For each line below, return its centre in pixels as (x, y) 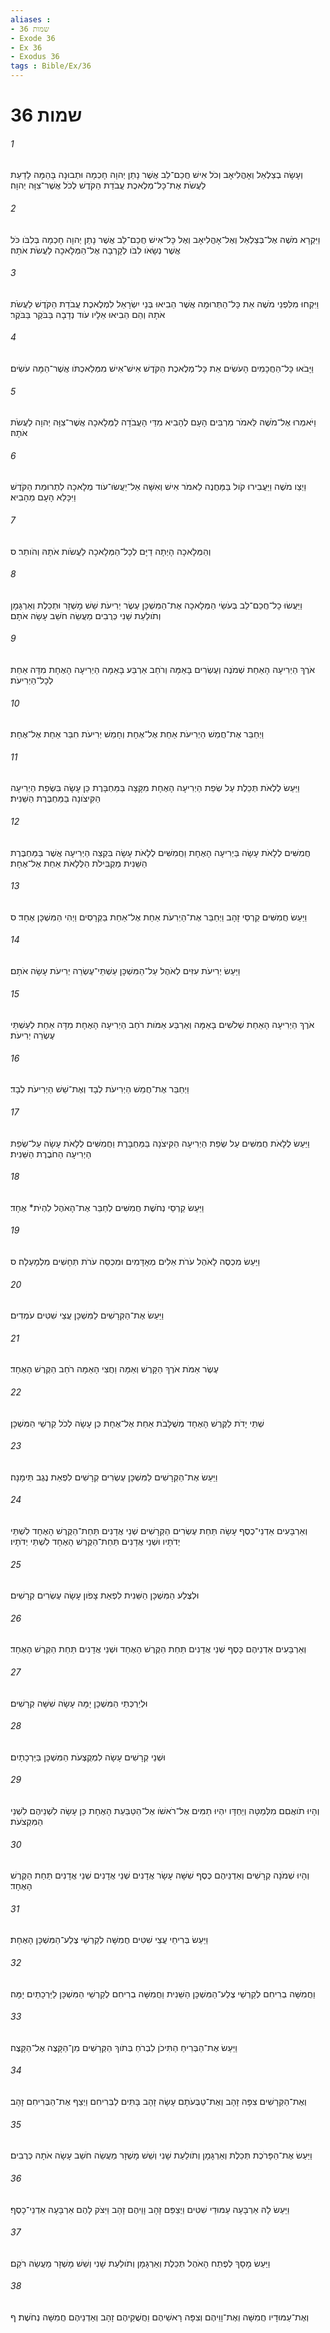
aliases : (31, 19)
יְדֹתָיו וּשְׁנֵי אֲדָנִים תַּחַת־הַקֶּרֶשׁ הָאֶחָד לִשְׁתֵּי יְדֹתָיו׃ (95, 1542)
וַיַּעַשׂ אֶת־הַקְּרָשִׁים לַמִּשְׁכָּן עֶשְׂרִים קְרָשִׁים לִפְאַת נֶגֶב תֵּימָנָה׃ (114, 1477)
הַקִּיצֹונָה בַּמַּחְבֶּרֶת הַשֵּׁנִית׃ (56, 798)
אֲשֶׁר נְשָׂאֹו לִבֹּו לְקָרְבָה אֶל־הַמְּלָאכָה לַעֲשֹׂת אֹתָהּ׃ (95, 250)
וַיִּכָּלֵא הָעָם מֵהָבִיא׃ (43, 497)
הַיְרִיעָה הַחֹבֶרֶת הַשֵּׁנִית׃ (51, 1153)
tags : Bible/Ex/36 (51, 66)
